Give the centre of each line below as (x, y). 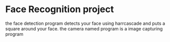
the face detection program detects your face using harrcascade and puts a (85, 23)
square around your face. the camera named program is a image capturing (84, 28)
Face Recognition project (60, 9)
